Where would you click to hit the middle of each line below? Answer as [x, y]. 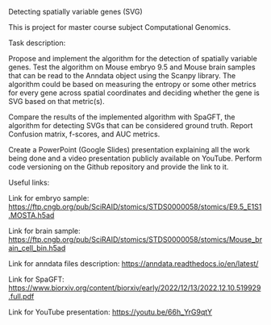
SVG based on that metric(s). [56, 101]
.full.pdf [21, 296]
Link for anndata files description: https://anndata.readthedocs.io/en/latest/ [133, 264]
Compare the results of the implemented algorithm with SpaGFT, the [122, 117]
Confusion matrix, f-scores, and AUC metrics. [84, 134]
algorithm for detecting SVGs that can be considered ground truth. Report [131, 125]
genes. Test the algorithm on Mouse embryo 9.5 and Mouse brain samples [132, 67]
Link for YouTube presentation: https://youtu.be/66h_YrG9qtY [110, 312]
